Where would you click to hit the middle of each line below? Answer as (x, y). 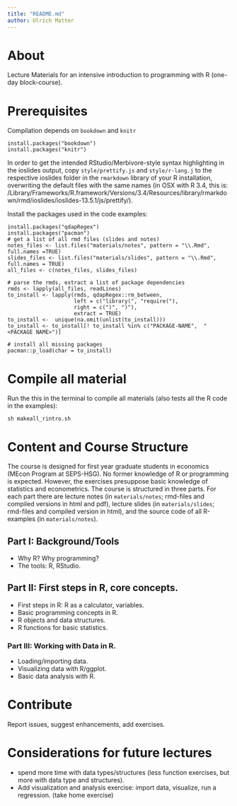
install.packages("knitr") (47, 150)
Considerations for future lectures (110, 753)
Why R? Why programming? (58, 559)
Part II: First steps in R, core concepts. (93, 588)
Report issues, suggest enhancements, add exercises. (86, 725)
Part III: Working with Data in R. (62, 646)
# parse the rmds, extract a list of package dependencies (96, 283)
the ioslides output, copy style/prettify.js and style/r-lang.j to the (110, 170)
